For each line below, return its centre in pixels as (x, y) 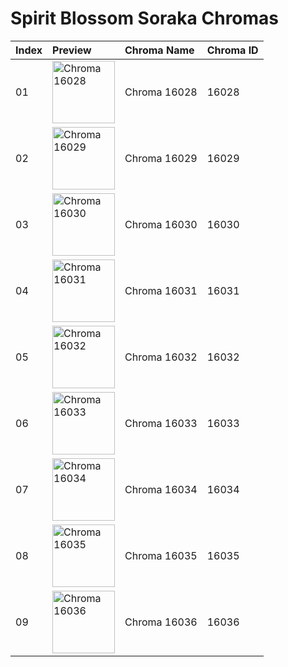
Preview (72, 50)
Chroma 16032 (161, 357)
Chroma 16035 (161, 555)
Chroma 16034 (161, 489)
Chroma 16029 (161, 158)
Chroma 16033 (161, 423)
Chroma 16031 (161, 290)
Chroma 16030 (161, 224)
